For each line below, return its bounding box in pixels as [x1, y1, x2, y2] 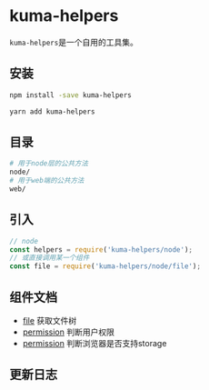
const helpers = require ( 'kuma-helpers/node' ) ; [9, 245, 194, 255]
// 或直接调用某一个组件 [9, 254, 90, 263]
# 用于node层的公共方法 [9, 159, 89, 168]
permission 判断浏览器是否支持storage [22, 337, 167, 348]
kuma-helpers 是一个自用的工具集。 [9, 36, 138, 47]
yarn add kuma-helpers [9, 106, 95, 116]
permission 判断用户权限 [22, 326, 115, 337]
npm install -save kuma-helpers [9, 90, 132, 100]
